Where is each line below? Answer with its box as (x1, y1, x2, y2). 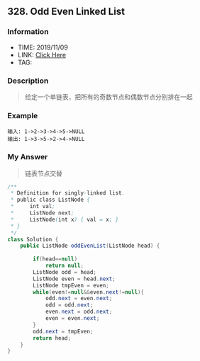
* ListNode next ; (10, 210, 74, 217)
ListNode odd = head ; (33, 268, 97, 275)
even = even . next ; (45, 315, 100, 322)
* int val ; (10, 203, 55, 210)
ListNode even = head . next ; (33, 275, 116, 282)
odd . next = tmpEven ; (33, 328, 94, 335)
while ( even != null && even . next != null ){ (33, 288, 144, 296)
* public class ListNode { (10, 196, 91, 204)
